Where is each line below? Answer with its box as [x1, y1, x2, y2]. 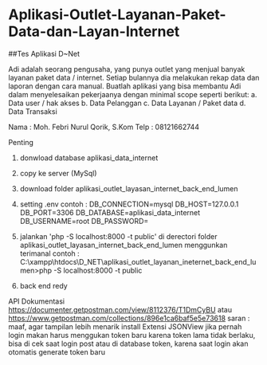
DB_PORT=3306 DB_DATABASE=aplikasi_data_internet [19, 207, 201, 217]
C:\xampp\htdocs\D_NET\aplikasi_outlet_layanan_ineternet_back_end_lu [19, 257, 257, 266]
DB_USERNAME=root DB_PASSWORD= [19, 216, 149, 226]
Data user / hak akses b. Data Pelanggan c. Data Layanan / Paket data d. [8, 98, 246, 108]
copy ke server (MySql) [19, 168, 97, 178]
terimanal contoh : [19, 249, 80, 258]
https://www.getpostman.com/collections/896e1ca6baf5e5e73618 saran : [8, 313, 250, 323]
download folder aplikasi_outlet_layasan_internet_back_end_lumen [19, 183, 238, 193]
